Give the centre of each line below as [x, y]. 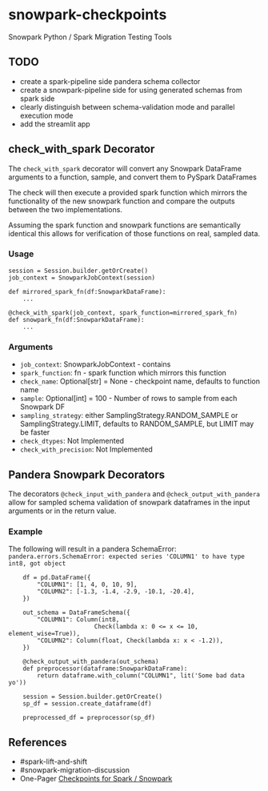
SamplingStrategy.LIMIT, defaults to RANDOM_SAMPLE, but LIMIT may [137, 424]
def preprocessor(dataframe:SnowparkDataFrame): [105, 669]
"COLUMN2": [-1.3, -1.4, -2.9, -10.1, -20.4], [116, 592]
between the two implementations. [65, 209]
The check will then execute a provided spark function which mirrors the [128, 192]
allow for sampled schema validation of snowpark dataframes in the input [129, 502]
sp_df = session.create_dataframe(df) [87, 704]
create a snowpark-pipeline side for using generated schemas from [131, 90]
